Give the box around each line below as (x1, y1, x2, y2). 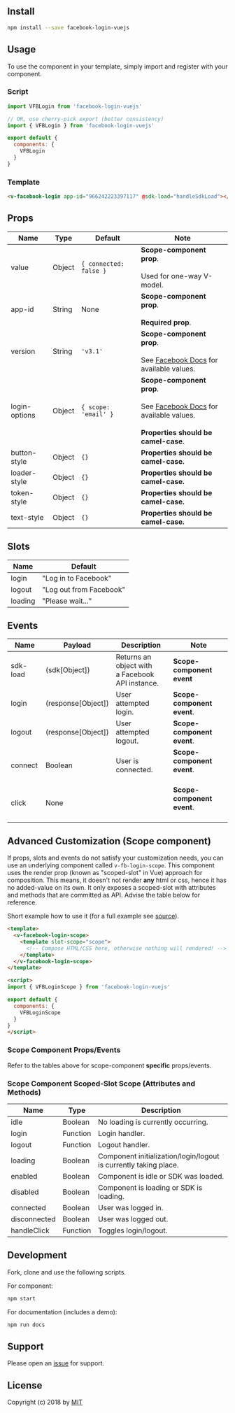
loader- (10, 468, 37, 478)
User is (115, 756, 139, 766)
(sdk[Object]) (45, 665, 91, 675)
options (10, 410, 36, 420)
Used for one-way (141, 271, 202, 281)
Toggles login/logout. (97, 1226, 168, 1235)
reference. (7, 898, 37, 907)
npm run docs (7, 1321, 45, 1328)
